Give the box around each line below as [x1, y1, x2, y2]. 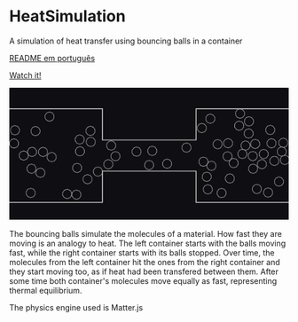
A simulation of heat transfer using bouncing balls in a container [9, 35, 243, 46]
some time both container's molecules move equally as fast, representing [9, 276, 278, 286]
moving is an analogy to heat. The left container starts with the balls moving [9, 238, 286, 248]
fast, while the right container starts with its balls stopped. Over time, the [9, 247, 275, 258]
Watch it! [9, 69, 42, 81]
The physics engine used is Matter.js [9, 302, 144, 312]
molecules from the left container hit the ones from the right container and [9, 257, 281, 267]
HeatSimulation [9, 6, 126, 27]
